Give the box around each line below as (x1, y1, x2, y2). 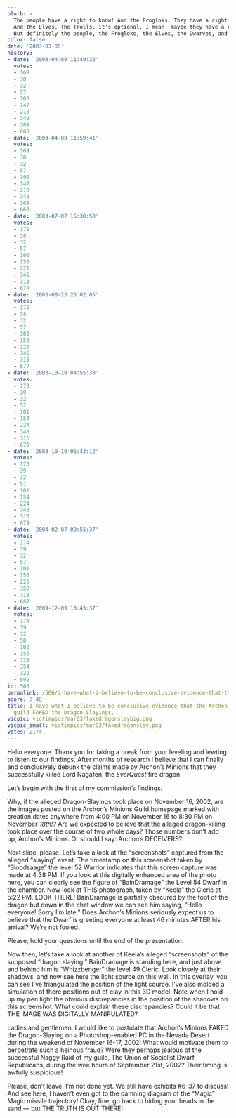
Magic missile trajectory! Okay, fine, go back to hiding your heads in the (7, 1096, 216, 1105)
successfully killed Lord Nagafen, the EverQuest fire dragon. (7, 770, 183, 778)
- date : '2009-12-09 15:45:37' (7, 605, 99, 612)
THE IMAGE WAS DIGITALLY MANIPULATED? (7, 1009, 138, 1018)
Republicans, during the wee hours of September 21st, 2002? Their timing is (7, 1060, 228, 1069)
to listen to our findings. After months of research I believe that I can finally (7, 755, 223, 763)
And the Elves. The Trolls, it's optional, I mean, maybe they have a (13, 23, 225, 30)
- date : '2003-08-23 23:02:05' (7, 291, 99, 298)
